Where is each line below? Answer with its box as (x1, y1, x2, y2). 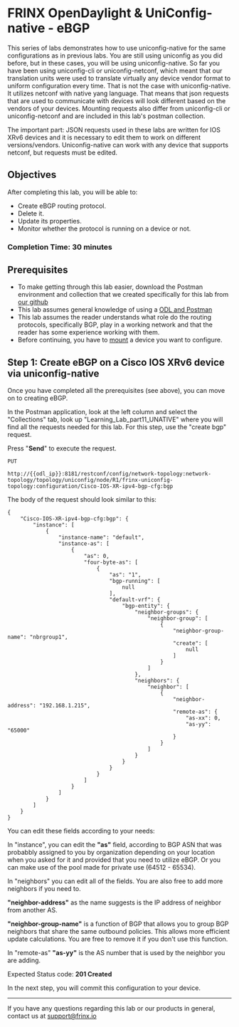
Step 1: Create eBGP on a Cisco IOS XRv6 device (7, 356, 225, 368)
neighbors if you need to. (7, 885, 81, 893)
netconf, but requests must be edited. (7, 148, 118, 157)
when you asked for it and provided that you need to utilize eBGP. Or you (7, 855, 221, 864)
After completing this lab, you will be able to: (7, 187, 138, 196)
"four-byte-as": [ (83, 559, 139, 567)
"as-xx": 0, (185, 715, 221, 722)
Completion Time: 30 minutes (7, 242, 112, 252)
